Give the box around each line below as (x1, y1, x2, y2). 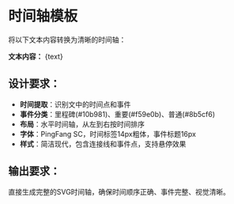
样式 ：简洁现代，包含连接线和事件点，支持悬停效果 (19, 139, 187, 149)
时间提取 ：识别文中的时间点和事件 (19, 100, 131, 109)
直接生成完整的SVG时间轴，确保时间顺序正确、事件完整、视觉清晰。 (8, 187, 231, 196)
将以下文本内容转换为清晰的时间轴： (8, 35, 126, 44)
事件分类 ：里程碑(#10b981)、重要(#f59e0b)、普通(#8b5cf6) (19, 109, 216, 119)
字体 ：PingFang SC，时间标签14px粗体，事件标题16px (19, 129, 196, 138)
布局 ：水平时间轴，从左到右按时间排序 (19, 119, 145, 129)
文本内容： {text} (8, 51, 63, 61)
